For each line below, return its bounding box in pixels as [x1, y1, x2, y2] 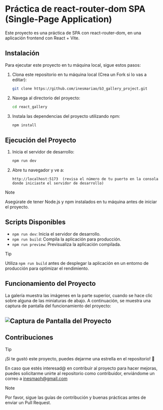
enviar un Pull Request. [5, 399, 51, 405]
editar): [12, 76, 27, 82]
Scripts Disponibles [5, 218, 66, 226]
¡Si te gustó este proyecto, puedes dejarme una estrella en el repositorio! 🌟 [5, 355, 155, 361]
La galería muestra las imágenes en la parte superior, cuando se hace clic [5, 292, 153, 298]
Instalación [5, 49, 40, 57]
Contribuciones [5, 334, 54, 342]
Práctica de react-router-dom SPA [5, 3, 146, 15]
